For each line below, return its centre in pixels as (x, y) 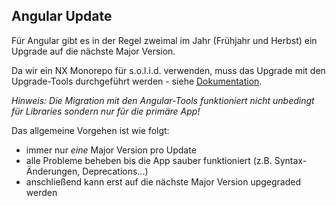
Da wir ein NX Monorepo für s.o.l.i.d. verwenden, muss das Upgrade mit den (168, 70)
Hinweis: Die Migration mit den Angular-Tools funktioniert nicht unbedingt (163, 100)
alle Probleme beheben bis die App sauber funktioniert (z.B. (149, 160)
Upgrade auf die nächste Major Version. (93, 51)
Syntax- (291, 160)
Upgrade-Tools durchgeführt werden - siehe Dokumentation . (137, 81)
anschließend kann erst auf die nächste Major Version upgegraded (163, 181)
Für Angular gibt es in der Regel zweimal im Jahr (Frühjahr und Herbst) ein (164, 40)
